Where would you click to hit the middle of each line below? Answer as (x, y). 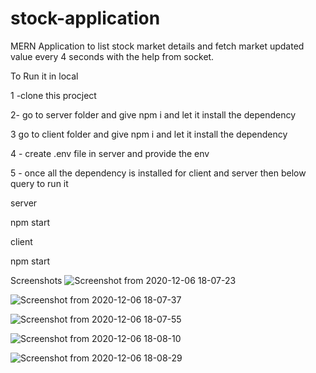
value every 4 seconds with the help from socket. (112, 56)
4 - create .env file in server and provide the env (110, 153)
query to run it (39, 183)
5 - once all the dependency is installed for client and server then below (158, 173)
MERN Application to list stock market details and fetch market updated (157, 46)
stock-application (85, 18)
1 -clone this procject (53, 95)
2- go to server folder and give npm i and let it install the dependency (153, 114)
